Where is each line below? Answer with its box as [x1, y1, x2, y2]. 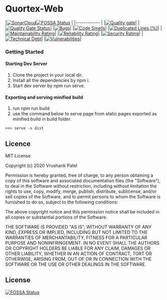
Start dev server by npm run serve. [12, 83, 86, 89]
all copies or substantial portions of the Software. [5, 214, 107, 220]
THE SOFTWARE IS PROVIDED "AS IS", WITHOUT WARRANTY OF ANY [5, 224, 152, 230]
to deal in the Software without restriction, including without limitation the [5, 183, 157, 189]
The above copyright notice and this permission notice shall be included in [5, 209, 159, 215]
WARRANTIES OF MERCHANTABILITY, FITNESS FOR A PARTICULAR [5, 235, 147, 241]
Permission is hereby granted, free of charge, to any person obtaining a [5, 172, 153, 179]
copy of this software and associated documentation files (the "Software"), [5, 178, 161, 184]
